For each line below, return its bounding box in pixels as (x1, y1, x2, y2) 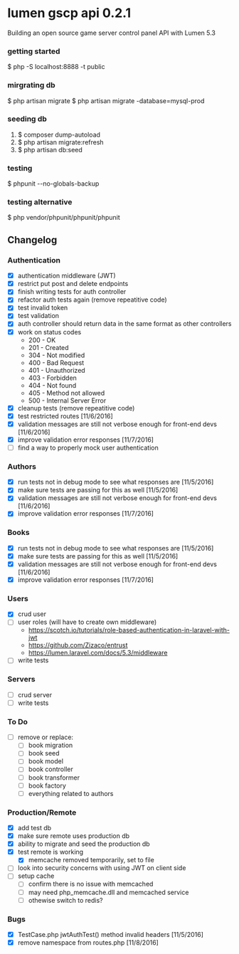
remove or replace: (17, 733, 73, 741)
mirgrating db (7, 80, 55, 90)
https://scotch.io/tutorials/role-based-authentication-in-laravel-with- (28, 626, 230, 635)
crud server (17, 690, 52, 699)
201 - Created (28, 343, 69, 351)
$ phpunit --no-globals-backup (7, 179, 100, 188)
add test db (17, 824, 52, 832)
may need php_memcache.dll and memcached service (28, 888, 189, 896)
